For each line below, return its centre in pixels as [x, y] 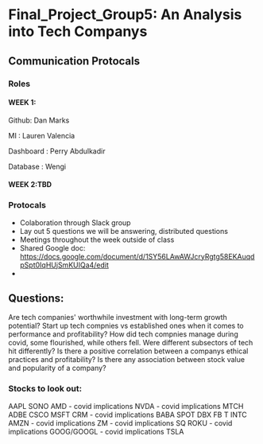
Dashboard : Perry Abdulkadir [57, 151]
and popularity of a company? [57, 368]
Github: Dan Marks [39, 120]
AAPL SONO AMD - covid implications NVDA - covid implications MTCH [126, 406]
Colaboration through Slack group [75, 222]
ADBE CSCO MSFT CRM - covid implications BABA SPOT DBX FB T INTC [128, 415]
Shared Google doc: [52, 247]
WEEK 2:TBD [30, 185]
